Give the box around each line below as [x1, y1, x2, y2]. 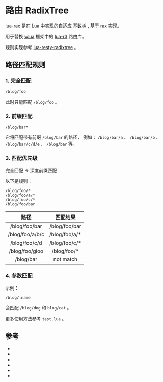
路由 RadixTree [5, 5, 69, 16]
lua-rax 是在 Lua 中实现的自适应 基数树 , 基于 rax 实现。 [5, 22, 122, 29]
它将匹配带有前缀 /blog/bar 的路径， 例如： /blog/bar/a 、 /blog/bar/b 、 [5, 134, 161, 140]
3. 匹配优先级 [5, 154, 38, 161]
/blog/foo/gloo [9, 248, 44, 255]
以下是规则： [5, 178, 32, 184]
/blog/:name [5, 295, 31, 300]
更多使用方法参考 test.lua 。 [5, 315, 67, 322]
